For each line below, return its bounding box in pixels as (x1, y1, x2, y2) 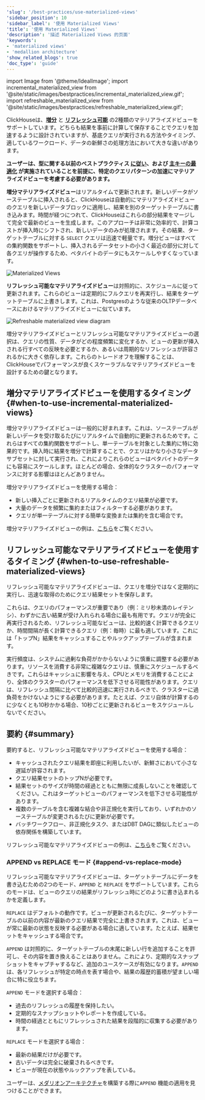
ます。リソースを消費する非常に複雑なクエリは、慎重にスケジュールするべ (11, 663, 198, 671)
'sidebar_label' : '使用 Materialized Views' (6, 20, 120, 26)
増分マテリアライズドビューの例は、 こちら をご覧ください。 (6, 525, 157, 533)
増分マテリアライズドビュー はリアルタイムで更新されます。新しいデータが (6, 188, 193, 195)
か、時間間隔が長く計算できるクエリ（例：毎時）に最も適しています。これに (6, 627, 199, 634)
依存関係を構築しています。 (15, 828, 84, 835)
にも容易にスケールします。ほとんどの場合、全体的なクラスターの (6, 463, 172, 470)
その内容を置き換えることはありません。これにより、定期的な (22, 953, 177, 960)
